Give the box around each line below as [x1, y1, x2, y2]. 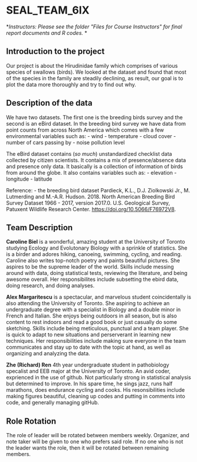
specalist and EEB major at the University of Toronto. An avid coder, [6, 368, 171, 375]
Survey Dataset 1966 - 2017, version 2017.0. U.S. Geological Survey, [6, 199, 170, 207]
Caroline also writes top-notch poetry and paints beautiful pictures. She [6, 257, 180, 264]
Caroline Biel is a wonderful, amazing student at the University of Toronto [6, 238, 185, 245]
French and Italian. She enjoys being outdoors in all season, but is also [6, 312, 177, 319]
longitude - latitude [6, 175, 52, 182]
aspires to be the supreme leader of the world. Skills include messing [6, 263, 174, 270]
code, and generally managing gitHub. [6, 399, 99, 406]
